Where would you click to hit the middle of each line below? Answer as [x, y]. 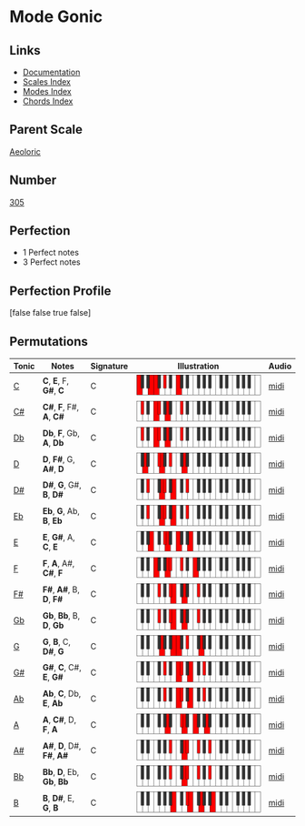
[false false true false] [50, 313]
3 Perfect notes [52, 262]
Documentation [51, 72]
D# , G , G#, [62, 485]
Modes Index [47, 91]
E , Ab [53, 703]
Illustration [198, 366]
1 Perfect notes [51, 253]
